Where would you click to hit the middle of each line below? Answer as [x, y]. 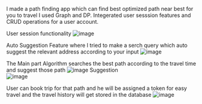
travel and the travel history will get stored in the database [79, 95]
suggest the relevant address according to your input [73, 52]
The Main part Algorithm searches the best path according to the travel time [101, 64]
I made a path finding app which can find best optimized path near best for [100, 9]
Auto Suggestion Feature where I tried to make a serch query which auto [97, 45]
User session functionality [39, 33]
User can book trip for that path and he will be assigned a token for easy [97, 88]
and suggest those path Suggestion [62, 70]
